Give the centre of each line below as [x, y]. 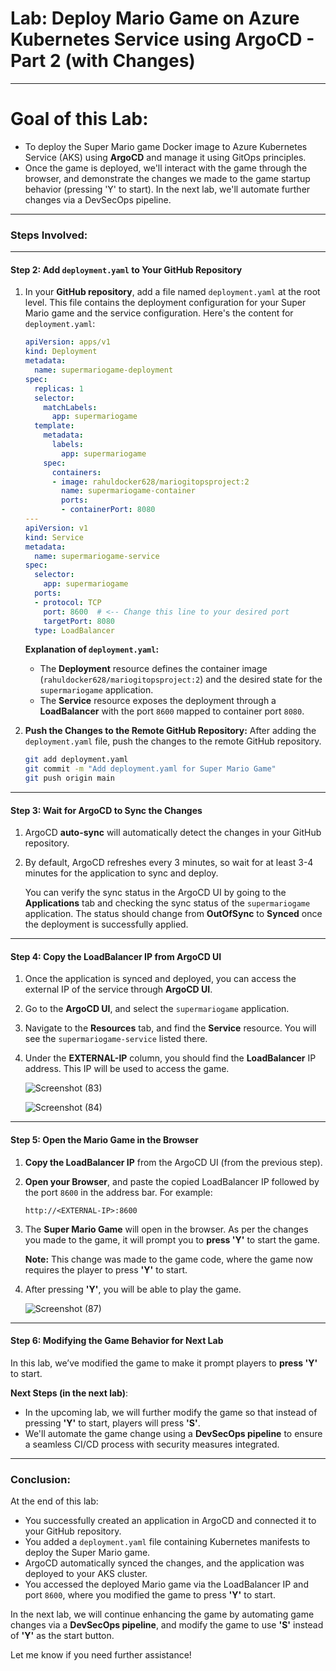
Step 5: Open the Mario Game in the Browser [104, 1140]
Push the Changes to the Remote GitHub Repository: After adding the [170, 731]
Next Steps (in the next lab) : [69, 1393]
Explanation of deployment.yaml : [92, 649]
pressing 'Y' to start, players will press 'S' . [112, 1423]
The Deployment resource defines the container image [153, 669]
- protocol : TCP [68, 602]
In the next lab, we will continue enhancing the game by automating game [162, 1614]
